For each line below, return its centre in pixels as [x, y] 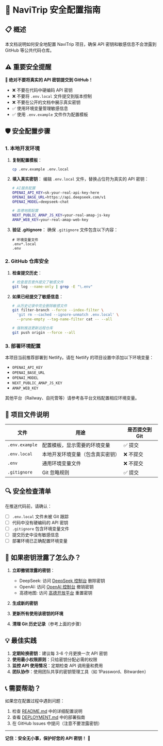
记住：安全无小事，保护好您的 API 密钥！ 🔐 [48, 738]
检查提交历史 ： [27, 273]
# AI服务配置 [24, 188]
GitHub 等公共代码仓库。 [30, 50]
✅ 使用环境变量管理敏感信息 [40, 108]
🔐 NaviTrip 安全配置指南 [53, 10]
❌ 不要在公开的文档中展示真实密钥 [46, 102]
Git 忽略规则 [56, 473]
